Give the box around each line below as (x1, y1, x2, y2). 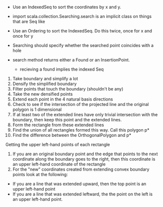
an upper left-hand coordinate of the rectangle (12, 162, 106, 167)
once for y (12, 33, 33, 39)
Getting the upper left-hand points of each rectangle (5, 142, 111, 147)
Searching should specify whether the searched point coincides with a (12, 43, 154, 48)
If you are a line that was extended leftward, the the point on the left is (12, 191, 153, 197)
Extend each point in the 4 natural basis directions (12, 96, 113, 102)
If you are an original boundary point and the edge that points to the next (12, 151, 158, 157)
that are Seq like (12, 19, 45, 24)
